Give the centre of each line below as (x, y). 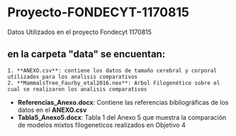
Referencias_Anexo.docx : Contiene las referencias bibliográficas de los (123, 102)
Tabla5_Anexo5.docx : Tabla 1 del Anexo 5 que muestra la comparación (122, 117)
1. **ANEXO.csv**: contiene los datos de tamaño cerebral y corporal (112, 70)
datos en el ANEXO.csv (52, 110)
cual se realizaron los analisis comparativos (77, 89)
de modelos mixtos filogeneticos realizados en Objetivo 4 (101, 125)
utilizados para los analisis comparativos (73, 76)
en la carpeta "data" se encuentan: (86, 54)
